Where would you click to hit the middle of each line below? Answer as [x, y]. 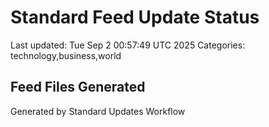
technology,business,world [66, 55]
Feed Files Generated [78, 87]
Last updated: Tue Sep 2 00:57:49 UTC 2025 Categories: [128, 45]
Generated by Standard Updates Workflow [98, 111]
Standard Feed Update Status [135, 17]
